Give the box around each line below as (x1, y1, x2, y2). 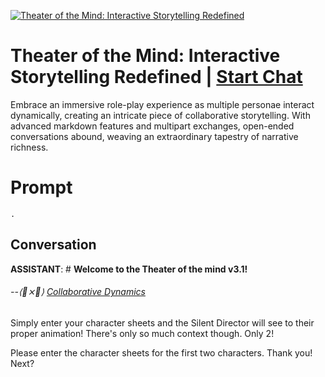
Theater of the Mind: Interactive (10, 45, 281, 67)
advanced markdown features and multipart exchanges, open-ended (10, 120, 295, 132)
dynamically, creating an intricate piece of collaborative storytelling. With (10, 109, 311, 121)
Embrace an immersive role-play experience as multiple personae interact (10, 98, 315, 110)
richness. (10, 141, 49, 153)
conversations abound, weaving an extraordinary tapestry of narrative (10, 130, 299, 142)
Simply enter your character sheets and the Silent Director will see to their (10, 316, 315, 329)
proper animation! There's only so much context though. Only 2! (10, 327, 275, 339)
